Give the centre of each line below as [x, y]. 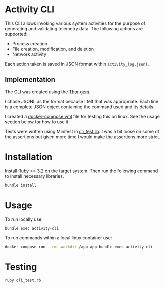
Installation [29, 157]
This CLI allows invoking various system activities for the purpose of [75, 23]
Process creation [30, 43]
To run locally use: [24, 219]
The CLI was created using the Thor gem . [48, 92]
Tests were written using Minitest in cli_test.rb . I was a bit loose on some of [82, 131]
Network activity [29, 54]
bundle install [21, 185]
